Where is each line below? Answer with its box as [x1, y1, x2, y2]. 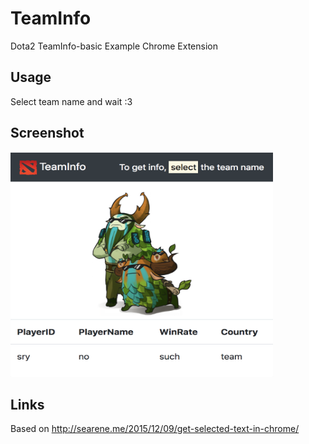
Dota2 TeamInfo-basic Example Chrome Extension [10, 40, 218, 52]
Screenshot [10, 125, 85, 142]
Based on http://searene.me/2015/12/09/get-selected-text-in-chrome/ [10, 423, 300, 435]
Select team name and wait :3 [10, 95, 133, 107]
